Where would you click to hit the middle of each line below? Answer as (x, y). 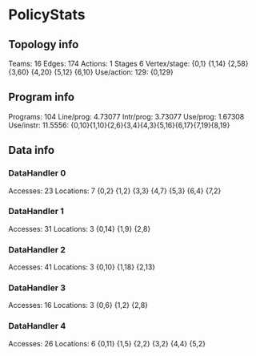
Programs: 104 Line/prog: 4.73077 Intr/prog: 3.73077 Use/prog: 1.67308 (126, 116)
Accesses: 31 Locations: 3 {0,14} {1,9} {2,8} (80, 229)
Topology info (44, 44)
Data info (31, 150)
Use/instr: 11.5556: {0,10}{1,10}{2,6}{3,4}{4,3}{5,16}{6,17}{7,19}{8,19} (119, 125)
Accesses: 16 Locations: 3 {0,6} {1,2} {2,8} (78, 305)
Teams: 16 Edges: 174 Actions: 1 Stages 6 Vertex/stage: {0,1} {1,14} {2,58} (128, 63)
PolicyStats (47, 15)
